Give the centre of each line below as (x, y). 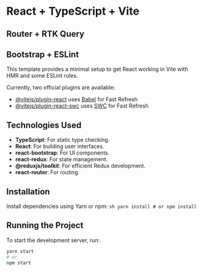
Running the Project (45, 225)
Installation (28, 192)
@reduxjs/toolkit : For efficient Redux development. (80, 166)
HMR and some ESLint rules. (42, 76)
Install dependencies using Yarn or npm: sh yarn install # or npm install (102, 207)
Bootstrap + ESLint (43, 54)
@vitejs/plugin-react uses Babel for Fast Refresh (76, 100)
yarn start (20, 251)
